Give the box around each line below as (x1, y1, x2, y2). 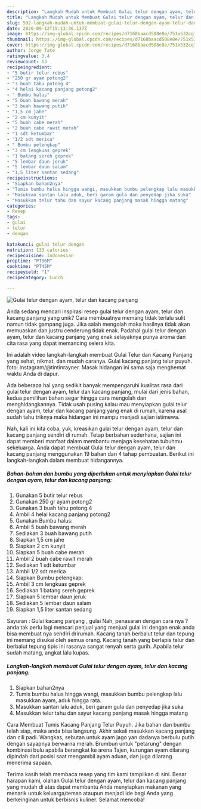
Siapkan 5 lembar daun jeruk (15, 593, 86, 600)
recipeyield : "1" (7, 269, 50, 275)
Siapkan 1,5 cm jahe (15, 536, 65, 543)
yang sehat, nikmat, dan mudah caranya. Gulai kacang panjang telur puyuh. (7, 357, 193, 365)
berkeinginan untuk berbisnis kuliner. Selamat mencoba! (7, 796, 145, 803)
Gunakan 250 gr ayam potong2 (15, 498, 92, 505)
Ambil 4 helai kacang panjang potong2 (15, 511, 111, 518)
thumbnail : (7, 36, 34, 42)
